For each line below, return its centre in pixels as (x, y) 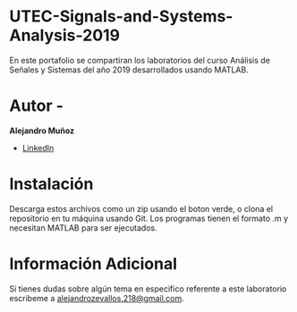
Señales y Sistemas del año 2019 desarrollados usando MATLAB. (129, 70)
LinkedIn (38, 148)
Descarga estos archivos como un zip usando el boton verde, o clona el (141, 208)
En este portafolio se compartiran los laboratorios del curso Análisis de (140, 60)
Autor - (37, 106)
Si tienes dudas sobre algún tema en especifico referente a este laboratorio (148, 289)
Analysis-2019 (65, 35)
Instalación (51, 184)
